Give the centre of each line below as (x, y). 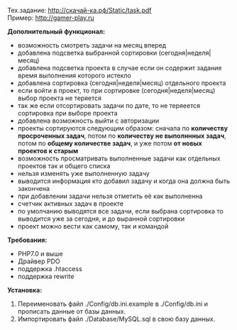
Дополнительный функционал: (56, 32)
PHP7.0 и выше (40, 254)
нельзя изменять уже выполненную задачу (84, 174)
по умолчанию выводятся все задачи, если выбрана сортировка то (120, 211)
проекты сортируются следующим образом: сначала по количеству (123, 128)
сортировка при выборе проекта (67, 113)
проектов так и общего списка (64, 166)
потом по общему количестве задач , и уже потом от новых (110, 143)
